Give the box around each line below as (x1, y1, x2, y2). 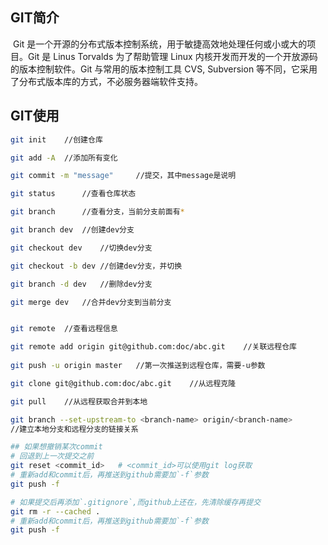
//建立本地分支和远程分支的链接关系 (10, 424, 139, 434)
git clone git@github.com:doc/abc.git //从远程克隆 (10, 378, 237, 388)
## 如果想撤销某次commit (10, 442, 103, 452)
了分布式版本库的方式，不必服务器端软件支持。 (10, 75, 203, 87)
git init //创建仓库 (10, 134, 103, 145)
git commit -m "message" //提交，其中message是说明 (10, 171, 237, 181)
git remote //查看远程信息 (10, 324, 118, 334)
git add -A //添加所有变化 (10, 153, 118, 163)
